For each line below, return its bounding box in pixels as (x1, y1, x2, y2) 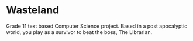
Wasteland (6, 3, 60, 17)
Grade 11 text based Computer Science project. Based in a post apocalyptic (6, 23, 188, 29)
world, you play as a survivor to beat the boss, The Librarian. (6, 28, 153, 35)
